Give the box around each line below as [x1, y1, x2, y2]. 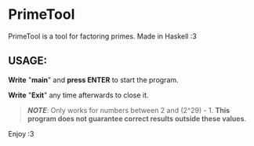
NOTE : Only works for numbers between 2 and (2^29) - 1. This [27, 105, 230, 115]
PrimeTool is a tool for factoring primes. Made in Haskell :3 [8, 31, 198, 41]
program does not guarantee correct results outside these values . [27, 114, 247, 123]
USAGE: [8, 54, 48, 68]
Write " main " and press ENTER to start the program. [8, 75, 179, 84]
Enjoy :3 [8, 129, 34, 138]
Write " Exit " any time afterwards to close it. [8, 90, 149, 100]
